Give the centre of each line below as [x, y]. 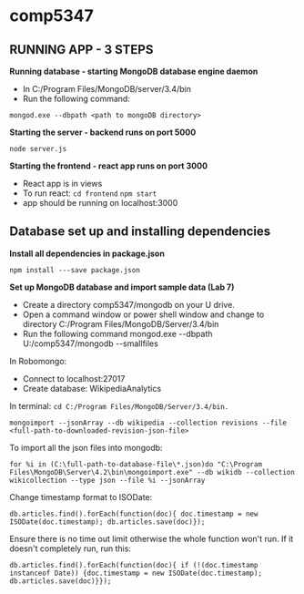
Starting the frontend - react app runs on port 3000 [108, 166]
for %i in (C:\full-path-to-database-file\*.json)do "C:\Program [136, 464]
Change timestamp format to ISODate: [81, 497]
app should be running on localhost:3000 [100, 203]
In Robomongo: [38, 361]
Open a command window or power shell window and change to [143, 314]
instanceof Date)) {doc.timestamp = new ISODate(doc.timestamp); [136, 573]
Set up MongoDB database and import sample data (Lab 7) [122, 287]
